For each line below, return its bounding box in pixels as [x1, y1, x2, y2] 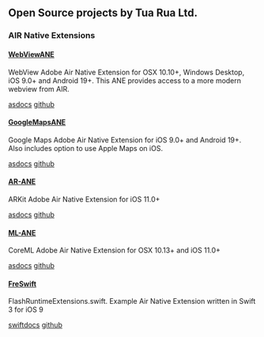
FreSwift [8, 278, 37, 288]
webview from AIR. [8, 84, 70, 93]
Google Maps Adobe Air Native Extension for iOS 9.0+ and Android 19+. [8, 134, 242, 145]
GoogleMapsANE [8, 118, 66, 127]
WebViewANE [8, 49, 55, 59]
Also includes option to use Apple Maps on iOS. [8, 143, 164, 153]
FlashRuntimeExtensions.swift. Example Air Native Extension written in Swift [8, 297, 256, 306]
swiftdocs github [8, 320, 63, 330]
